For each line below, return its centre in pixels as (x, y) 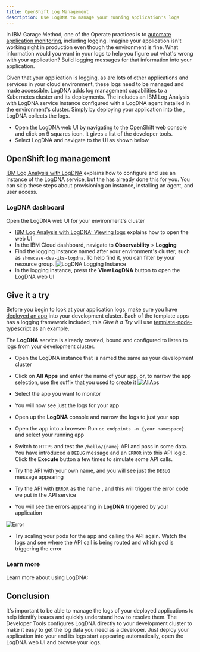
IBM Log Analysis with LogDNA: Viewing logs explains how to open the (101, 232)
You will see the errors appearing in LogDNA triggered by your (91, 507)
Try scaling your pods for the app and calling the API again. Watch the (101, 536)
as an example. (51, 328)
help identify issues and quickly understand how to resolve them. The (92, 617)
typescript (19, 328)
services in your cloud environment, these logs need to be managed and (95, 84)
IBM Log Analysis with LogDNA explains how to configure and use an (91, 173)
